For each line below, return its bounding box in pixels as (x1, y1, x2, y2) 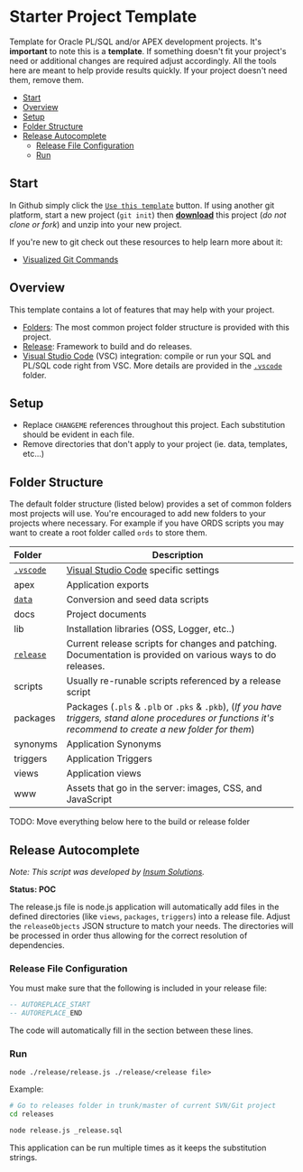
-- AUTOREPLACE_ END (9, 1009, 83, 1018)
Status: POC (9, 884, 57, 895)
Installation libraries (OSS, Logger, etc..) (66, 623, 235, 636)
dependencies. (9, 940, 65, 950)
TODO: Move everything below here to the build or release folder (9, 816, 251, 827)
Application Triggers (66, 752, 153, 765)
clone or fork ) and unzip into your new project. (9, 219, 182, 229)
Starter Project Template (9, 6, 197, 27)
